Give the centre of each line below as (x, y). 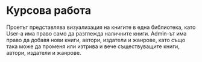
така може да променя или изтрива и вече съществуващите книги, (93, 46)
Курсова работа (49, 11)
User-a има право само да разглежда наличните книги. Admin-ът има (96, 33)
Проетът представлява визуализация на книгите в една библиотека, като (101, 27)
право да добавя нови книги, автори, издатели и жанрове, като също (96, 40)
